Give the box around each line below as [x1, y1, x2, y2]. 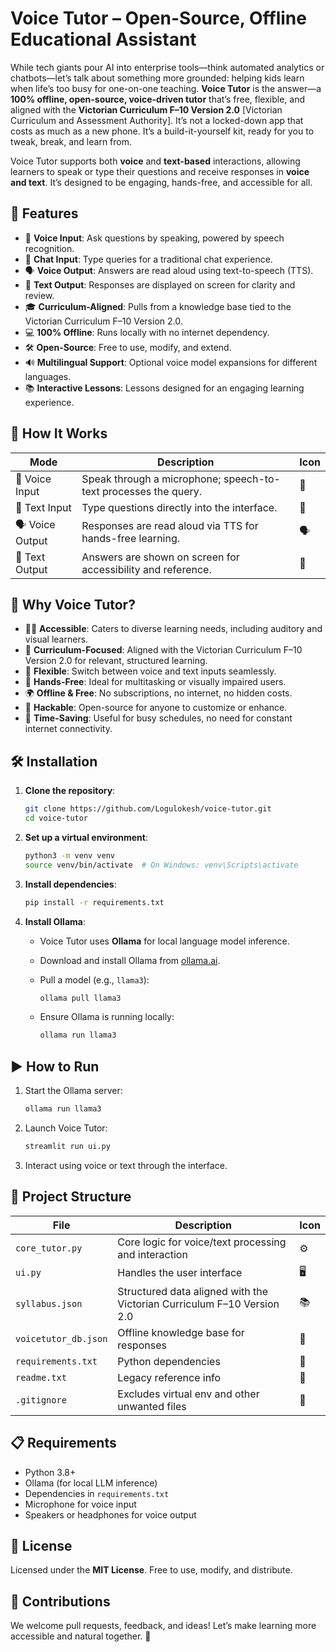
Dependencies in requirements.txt [24, 1487, 170, 1499]
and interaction [117, 1247, 188, 1261]
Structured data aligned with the [117, 1284, 269, 1298]
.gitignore [15, 1394, 67, 1406]
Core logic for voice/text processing [117, 1235, 287, 1249]
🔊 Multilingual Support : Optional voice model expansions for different [24, 356, 318, 368]
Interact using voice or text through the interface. [24, 1159, 228, 1171]
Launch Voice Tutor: [24, 1122, 108, 1134]
